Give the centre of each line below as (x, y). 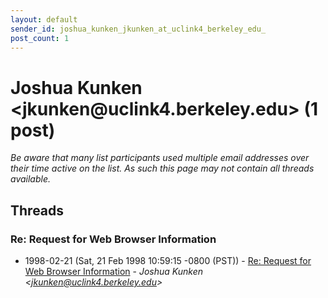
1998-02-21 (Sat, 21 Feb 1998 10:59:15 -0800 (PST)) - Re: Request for (168, 260)
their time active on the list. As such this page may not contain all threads (162, 168)
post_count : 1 (40, 38)
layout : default (44, 19)
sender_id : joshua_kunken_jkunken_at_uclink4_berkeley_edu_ (138, 29)
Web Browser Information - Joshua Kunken (113, 271)
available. (31, 179)
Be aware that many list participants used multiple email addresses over (160, 158)
